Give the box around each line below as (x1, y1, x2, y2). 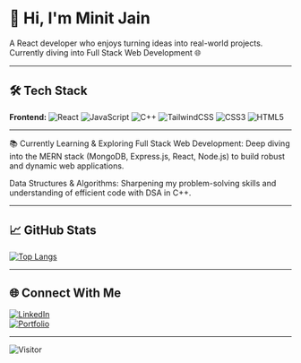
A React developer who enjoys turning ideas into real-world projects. (9, 38, 263, 48)
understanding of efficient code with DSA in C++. (9, 187, 192, 198)
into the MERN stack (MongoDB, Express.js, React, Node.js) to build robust (9, 151, 285, 161)
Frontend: (9, 111, 47, 122)
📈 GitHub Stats (9, 223, 97, 238)
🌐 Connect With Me (9, 285, 122, 300)
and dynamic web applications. (9, 160, 125, 171)
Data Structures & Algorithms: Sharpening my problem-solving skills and (9, 177, 277, 188)
